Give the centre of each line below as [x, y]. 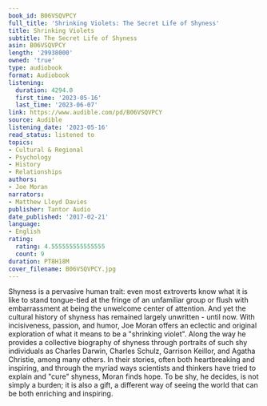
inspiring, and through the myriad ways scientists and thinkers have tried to [132, 368]
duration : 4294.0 [44, 90]
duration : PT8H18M [39, 261]
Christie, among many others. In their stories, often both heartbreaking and [132, 360]
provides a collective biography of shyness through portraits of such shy [128, 343]
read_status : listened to [51, 135]
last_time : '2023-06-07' [57, 105]
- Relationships [35, 172]
